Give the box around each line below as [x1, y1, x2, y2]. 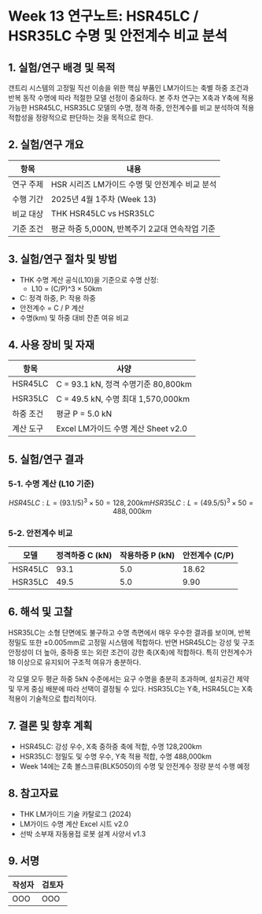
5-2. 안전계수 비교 [8, 527, 73, 538]
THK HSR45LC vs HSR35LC [50, 208, 155, 219]
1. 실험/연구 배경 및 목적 [8, 61, 116, 74]
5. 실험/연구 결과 [8, 452, 84, 466]
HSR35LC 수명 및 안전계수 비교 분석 [8, 27, 228, 45]
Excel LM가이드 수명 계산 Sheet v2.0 [56, 423, 187, 434]
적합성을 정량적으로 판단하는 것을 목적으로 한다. [8, 113, 153, 122]
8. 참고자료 [8, 787, 59, 800]
